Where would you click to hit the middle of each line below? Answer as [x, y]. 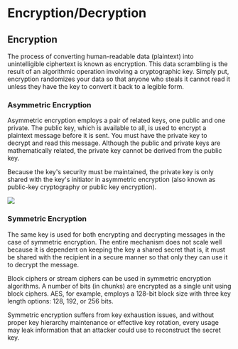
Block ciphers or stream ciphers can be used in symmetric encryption [109, 278]
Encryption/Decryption [77, 13]
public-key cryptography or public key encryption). [82, 187]
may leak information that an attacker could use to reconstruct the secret [114, 330]
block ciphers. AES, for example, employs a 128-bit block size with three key [119, 294]
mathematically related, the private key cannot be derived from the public [115, 151]
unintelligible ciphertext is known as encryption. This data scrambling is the [118, 64]
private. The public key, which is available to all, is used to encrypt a [107, 128]
